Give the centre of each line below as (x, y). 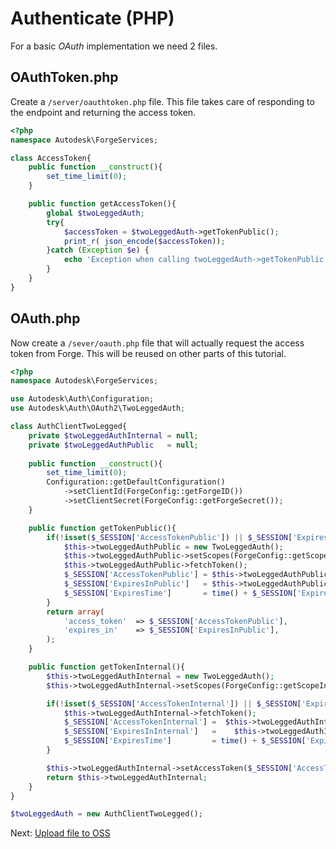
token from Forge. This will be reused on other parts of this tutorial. (148, 353)
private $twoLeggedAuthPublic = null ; (113, 445)
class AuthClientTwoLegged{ (69, 427)
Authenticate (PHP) (92, 18)
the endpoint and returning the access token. (103, 112)
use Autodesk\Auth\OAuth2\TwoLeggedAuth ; (98, 408)
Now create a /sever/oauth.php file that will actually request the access (157, 343)
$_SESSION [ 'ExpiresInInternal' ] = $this (160, 732)
